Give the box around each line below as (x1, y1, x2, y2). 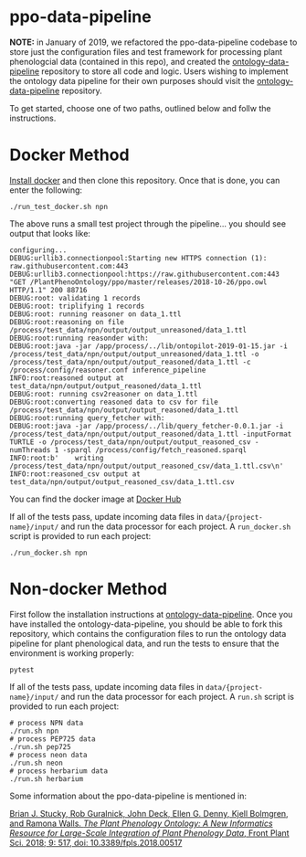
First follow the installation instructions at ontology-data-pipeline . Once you (9, 608, 293, 619)
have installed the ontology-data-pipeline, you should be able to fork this (9, 619, 283, 630)
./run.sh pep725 (9, 742, 71, 751)
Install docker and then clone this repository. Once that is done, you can (9, 175, 280, 185)
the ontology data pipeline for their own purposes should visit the (9, 75, 256, 86)
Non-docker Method (9, 578, 168, 599)
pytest (9, 665, 35, 674)
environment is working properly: (9, 647, 134, 659)
